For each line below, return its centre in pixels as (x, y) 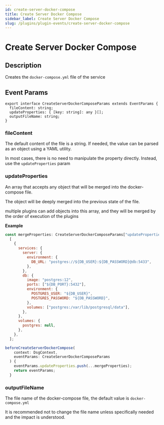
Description (23, 65)
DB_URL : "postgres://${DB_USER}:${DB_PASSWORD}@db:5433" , (91, 262)
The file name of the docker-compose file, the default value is (67, 398)
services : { (30, 248)
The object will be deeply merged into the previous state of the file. (72, 201)
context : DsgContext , (36, 352)
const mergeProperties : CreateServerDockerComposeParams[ (65, 234)
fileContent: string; (31, 108)
